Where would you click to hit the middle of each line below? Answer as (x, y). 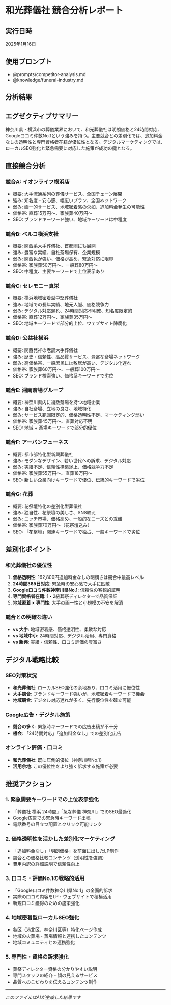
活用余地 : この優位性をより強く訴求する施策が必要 (65, 766)
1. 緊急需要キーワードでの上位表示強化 (52, 800)
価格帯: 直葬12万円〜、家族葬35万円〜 (52, 317)
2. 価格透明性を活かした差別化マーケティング (60, 839)
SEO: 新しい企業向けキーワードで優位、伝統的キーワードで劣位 (79, 480)
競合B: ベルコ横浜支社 (32, 234)
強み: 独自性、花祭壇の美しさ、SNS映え (54, 513)
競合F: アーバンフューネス (37, 442)
